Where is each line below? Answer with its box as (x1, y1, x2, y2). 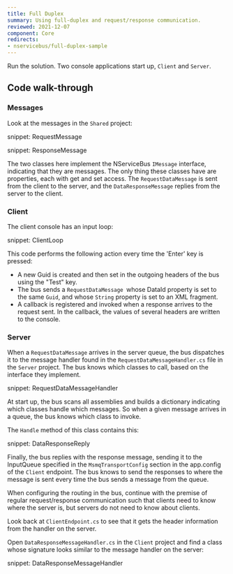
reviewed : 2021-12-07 (7, 23, 70, 30)
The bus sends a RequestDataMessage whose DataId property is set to (17, 285, 217, 293)
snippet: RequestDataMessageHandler (7, 384, 119, 392)
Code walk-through (7, 82, 93, 94)
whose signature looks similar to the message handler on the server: (7, 545, 204, 554)
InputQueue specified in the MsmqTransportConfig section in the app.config (7, 460, 221, 469)
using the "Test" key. (17, 277, 78, 286)
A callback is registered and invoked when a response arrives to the (17, 300, 213, 308)
